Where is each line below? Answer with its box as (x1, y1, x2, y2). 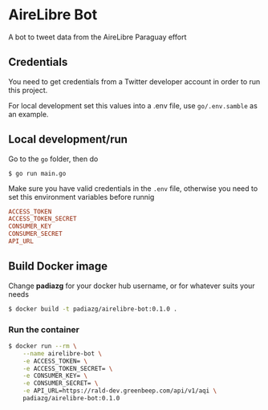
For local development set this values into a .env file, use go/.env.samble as (8, 100, 258, 110)
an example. (8, 109, 49, 119)
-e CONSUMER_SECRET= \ (22, 380, 99, 388)
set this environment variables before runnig (8, 192, 155, 201)
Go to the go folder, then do (8, 154, 99, 164)
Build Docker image (8, 259, 108, 274)
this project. (8, 85, 48, 95)
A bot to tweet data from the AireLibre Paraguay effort (8, 32, 187, 42)
